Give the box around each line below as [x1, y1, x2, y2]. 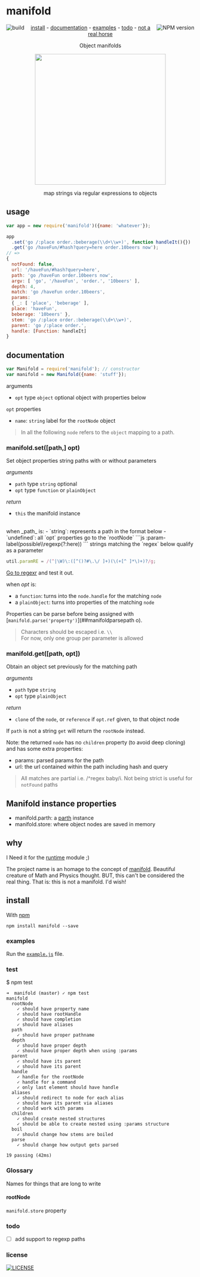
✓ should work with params [17, 1105, 84, 1111]
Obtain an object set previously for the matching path [6, 663, 137, 670]
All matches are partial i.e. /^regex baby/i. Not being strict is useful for [20, 775, 193, 782]
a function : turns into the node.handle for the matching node [14, 592, 162, 599]
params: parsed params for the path [14, 757, 104, 764]
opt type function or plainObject [14, 487, 97, 494]
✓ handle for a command [17, 1079, 76, 1086]
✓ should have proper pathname [17, 1032, 95, 1038]
